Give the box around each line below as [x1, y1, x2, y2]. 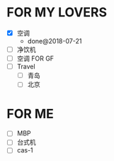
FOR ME [6, 105, 55, 122]
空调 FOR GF [16, 54, 55, 63]
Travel [16, 62, 36, 71]
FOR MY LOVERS [6, 4, 108, 21]
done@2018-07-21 [27, 37, 82, 45]
